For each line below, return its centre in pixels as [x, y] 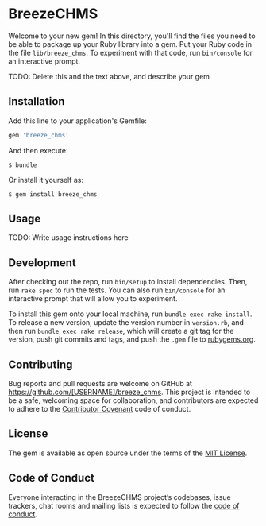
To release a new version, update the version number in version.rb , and [126, 323]
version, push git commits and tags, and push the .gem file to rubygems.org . [132, 339]
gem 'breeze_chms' [39, 135]
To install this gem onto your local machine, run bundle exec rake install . [130, 314]
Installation [37, 101]
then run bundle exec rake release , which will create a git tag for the [121, 331]
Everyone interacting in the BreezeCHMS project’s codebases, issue [120, 497]
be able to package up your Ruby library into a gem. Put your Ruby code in [130, 44]
